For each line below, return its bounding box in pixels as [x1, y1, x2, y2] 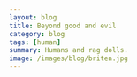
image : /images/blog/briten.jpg [9, 54, 128, 63]
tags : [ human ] [9, 37, 62, 47]
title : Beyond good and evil [9, 21, 117, 30]
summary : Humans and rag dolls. [9, 46, 128, 55]
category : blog [9, 29, 65, 38]
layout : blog [9, 12, 57, 22]
